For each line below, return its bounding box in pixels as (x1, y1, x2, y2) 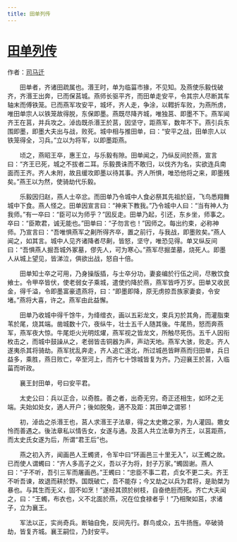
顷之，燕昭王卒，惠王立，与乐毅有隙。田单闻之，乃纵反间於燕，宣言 (19, 151, 217, 159)
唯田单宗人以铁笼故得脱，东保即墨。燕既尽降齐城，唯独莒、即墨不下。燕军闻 (7, 109, 230, 117)
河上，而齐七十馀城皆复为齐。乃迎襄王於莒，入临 (87, 355, 230, 363)
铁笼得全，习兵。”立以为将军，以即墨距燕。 (7, 136, 131, 144)
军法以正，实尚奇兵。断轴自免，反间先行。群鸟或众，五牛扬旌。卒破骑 (19, 518, 224, 526)
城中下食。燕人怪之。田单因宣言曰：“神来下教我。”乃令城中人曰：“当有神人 (7, 201, 223, 209)
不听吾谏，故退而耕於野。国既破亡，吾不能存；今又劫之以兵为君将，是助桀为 (7, 476, 230, 485)
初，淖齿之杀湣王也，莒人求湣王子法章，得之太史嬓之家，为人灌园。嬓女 (19, 418, 230, 426)
